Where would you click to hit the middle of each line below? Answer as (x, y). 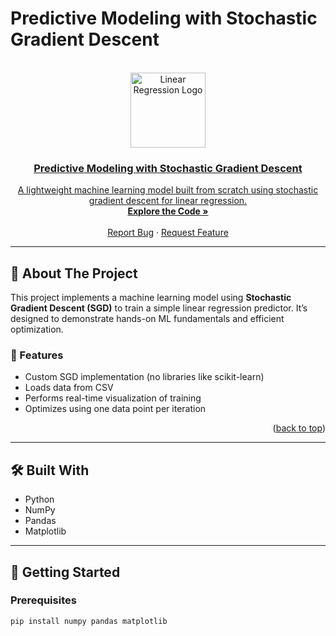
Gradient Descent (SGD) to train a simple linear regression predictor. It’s (159, 308)
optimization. (37, 329)
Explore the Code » (168, 211)
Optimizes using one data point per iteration (115, 409)
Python (39, 499)
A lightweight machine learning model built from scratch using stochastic (168, 190)
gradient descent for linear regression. (168, 201)
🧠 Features (37, 355)
